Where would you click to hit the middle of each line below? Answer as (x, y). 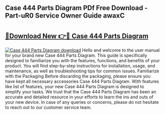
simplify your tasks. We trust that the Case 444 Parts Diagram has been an (81, 92)
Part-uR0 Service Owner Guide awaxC (65, 16)
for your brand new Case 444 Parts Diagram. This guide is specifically (76, 55)
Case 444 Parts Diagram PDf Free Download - (76, 8)
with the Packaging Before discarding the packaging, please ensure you (78, 76)
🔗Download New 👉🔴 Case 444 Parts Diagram (77, 36)
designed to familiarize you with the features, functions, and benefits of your (82, 60)
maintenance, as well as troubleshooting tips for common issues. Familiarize (82, 71)
